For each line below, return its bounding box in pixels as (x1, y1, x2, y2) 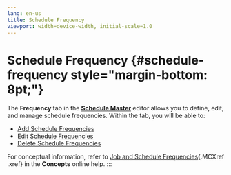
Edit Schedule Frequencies (17, 132, 94, 141)
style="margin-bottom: (70, 67, 208, 82)
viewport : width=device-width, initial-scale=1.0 (7, 23, 153, 30)
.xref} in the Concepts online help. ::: (7, 160, 112, 168)
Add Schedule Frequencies (17, 125, 94, 133)
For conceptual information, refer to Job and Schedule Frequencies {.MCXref (7, 152, 225, 161)
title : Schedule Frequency (7, 16, 85, 23)
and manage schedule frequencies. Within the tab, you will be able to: (7, 111, 205, 120)
